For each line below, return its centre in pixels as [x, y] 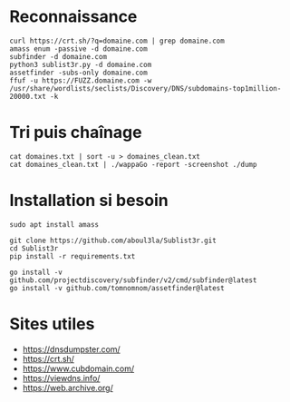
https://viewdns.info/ [61, 377]
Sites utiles [52, 324]
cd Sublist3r [34, 248]
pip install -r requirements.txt [72, 256]
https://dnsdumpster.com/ [71, 349]
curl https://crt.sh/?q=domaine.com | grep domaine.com [117, 41]
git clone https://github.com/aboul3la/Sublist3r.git [113, 240]
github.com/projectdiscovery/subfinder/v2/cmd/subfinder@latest [133, 280]
